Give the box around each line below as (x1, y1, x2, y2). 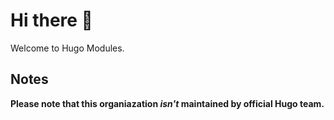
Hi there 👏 (10, 9, 93, 32)
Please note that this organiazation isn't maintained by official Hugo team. (10, 97, 325, 109)
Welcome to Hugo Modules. (10, 42, 125, 54)
